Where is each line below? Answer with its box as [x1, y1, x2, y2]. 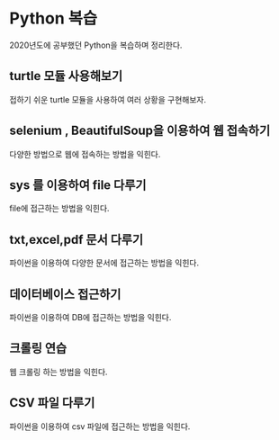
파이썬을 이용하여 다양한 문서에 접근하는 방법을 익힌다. [9, 257, 200, 268]
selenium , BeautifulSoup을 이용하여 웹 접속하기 [9, 123, 271, 139]
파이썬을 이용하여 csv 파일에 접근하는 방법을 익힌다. [9, 420, 191, 432]
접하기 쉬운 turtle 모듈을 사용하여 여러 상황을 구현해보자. [9, 94, 207, 104]
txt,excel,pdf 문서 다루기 [9, 231, 144, 247]
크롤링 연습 [9, 341, 67, 356]
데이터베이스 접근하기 [9, 286, 121, 301]
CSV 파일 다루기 [9, 395, 95, 410]
